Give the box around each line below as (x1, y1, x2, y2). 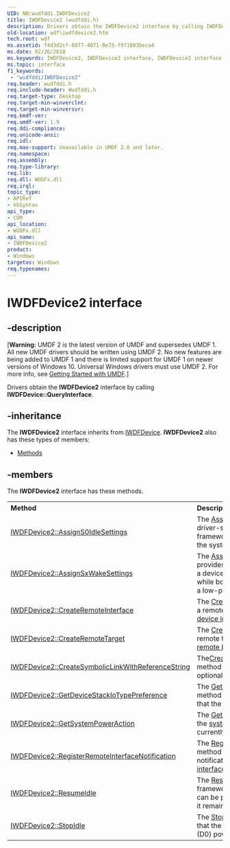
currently (196, 727, 226, 737)
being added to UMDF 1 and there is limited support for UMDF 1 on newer (7, 355, 214, 363)
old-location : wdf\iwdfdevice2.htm (7, 29, 109, 36)
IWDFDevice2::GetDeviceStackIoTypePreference (10, 691, 168, 700)
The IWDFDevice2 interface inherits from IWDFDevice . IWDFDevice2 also (7, 428, 217, 437)
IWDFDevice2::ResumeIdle (10, 788, 97, 798)
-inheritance (7, 410, 62, 422)
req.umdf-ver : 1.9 (7, 118, 60, 126)
